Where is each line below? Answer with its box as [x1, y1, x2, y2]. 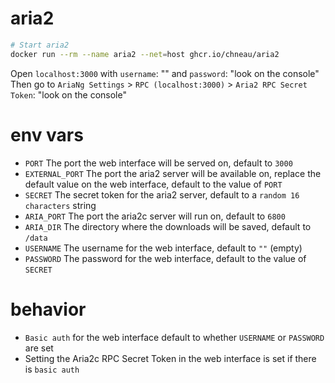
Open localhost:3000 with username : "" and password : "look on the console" [10, 67, 320, 79]
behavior [10, 298, 87, 321]
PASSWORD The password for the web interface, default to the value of [24, 252, 307, 264]
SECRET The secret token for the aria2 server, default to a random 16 [24, 188, 300, 201]
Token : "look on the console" [10, 88, 127, 101]
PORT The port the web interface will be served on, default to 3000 [24, 157, 293, 169]
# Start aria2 [10, 40, 70, 50]
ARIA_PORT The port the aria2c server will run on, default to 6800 [24, 210, 286, 222]
